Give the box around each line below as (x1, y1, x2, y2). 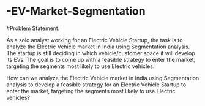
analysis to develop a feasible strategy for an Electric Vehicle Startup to (6, 81, 187, 88)
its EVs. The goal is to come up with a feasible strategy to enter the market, (6, 56, 196, 63)
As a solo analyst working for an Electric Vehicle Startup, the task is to (6, 36, 183, 44)
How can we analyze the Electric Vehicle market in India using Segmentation (6, 74, 199, 81)
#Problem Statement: (6, 25, 60, 32)
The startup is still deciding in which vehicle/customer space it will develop (6, 49, 196, 56)
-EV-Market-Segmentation (6, 4, 146, 18)
